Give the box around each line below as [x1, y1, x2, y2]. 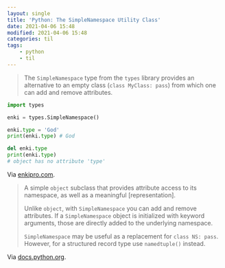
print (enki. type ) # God [7, 133, 75, 139]
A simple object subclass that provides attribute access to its [23, 183, 197, 192]
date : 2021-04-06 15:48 [7, 23, 75, 30]
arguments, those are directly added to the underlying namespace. [23, 219, 213, 227]
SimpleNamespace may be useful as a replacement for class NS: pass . [23, 232, 219, 241]
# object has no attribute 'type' [7, 158, 106, 165]
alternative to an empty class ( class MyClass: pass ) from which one [23, 80, 216, 89]
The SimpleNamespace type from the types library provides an [23, 74, 195, 82]
